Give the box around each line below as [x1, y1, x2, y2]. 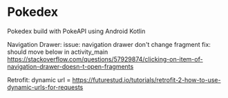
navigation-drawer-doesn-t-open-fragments [7, 62, 134, 70]
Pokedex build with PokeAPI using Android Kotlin [7, 27, 146, 35]
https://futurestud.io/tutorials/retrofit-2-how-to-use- [72, 75, 221, 84]
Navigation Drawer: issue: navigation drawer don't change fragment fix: [7, 40, 211, 48]
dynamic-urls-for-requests [7, 83, 84, 91]
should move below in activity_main [7, 48, 108, 56]
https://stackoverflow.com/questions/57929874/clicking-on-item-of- [7, 55, 203, 63]
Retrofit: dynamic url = [7, 75, 71, 84]
